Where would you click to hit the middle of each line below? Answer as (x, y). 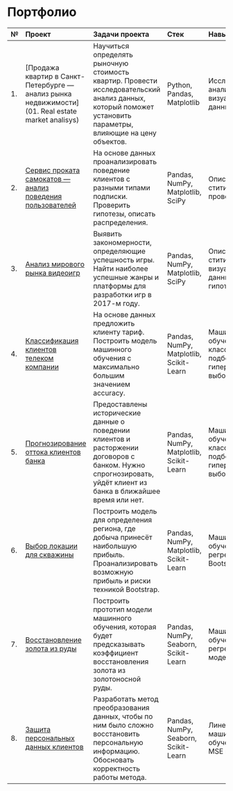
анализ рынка (49, 93)
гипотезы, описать (124, 214)
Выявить (108, 234)
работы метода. (120, 777)
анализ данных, (119, 98)
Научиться (111, 46)
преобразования (121, 708)
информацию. (116, 751)
